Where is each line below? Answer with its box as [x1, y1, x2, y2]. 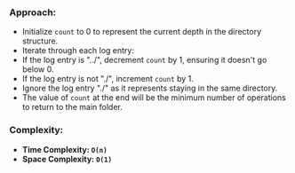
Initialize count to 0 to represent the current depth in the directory [21, 27, 262, 37]
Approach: [9, 6, 57, 19]
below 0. [21, 64, 54, 75]
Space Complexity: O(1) [21, 153, 113, 164]
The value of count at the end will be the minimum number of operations [21, 92, 286, 103]
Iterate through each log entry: [21, 45, 135, 56]
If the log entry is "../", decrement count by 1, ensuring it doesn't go [21, 55, 267, 66]
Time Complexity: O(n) [21, 144, 108, 154]
